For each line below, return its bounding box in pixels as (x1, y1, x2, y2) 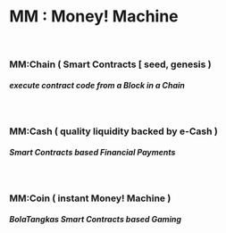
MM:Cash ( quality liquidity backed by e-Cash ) (9, 125, 219, 137)
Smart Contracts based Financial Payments (9, 147, 176, 158)
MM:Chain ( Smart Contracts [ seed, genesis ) (9, 58, 212, 71)
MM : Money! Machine (9, 6, 179, 27)
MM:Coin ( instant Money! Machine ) (9, 192, 172, 204)
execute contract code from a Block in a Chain (9, 80, 186, 91)
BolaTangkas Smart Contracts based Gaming (9, 214, 181, 225)
